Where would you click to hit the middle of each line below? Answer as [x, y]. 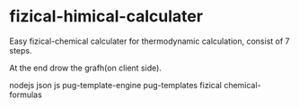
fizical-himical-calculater [106, 16]
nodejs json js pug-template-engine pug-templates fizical [116, 85]
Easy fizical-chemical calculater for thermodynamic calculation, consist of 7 [149, 41]
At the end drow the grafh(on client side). [85, 68]
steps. [21, 50]
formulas [26, 95]
